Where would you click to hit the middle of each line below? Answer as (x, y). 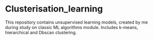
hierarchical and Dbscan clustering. (41, 32)
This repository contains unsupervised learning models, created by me (76, 22)
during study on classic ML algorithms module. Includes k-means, (72, 27)
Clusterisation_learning (54, 9)
